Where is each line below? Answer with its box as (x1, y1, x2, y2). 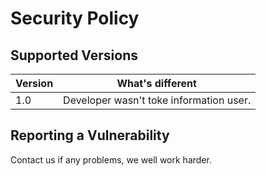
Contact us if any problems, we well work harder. (10, 153, 212, 166)
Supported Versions (10, 47, 138, 64)
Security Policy (10, 7, 140, 30)
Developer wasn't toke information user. (63, 93, 252, 107)
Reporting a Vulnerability (10, 127, 170, 144)
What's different (116, 77, 197, 90)
